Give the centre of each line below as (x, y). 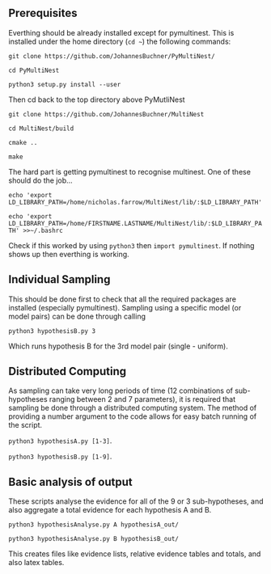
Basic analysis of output (70, 481)
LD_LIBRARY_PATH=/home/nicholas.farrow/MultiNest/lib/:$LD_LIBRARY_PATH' (135, 202)
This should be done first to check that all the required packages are (123, 299)
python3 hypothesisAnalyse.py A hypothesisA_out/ (94, 525)
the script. (25, 425)
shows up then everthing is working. (69, 254)
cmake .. (23, 142)
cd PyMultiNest (34, 70)
